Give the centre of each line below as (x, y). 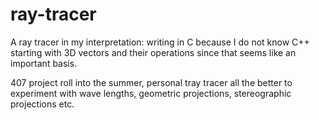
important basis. (44, 63)
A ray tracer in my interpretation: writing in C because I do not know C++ (160, 42)
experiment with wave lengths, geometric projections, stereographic (151, 93)
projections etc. (42, 104)
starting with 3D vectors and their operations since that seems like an (153, 52)
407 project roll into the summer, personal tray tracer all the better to (151, 82)
